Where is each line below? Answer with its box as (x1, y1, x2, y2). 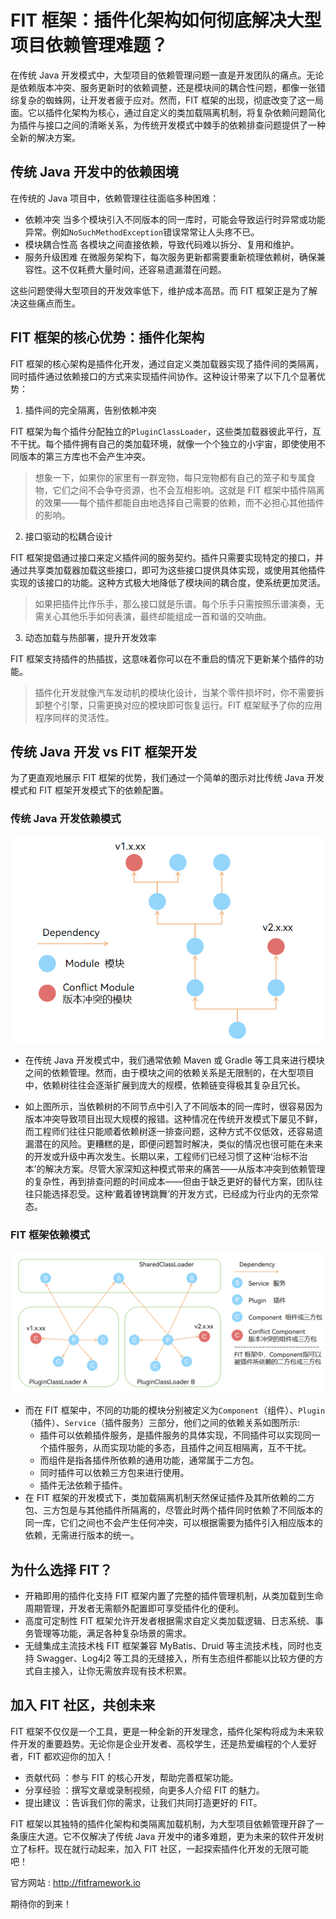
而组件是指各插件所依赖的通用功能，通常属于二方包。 (39, 1454, 260, 1466)
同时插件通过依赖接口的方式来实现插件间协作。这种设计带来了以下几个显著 (10, 370, 317, 382)
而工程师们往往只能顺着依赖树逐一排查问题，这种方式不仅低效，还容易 (24, 1126, 315, 1138)
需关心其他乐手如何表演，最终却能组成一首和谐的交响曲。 (34, 610, 272, 622)
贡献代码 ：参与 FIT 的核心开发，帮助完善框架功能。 (24, 1771, 239, 1783)
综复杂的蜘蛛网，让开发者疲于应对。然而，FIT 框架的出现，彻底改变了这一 (10, 94, 315, 106)
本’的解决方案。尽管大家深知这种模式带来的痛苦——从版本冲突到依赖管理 (24, 1163, 326, 1175)
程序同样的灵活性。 (34, 711, 115, 723)
